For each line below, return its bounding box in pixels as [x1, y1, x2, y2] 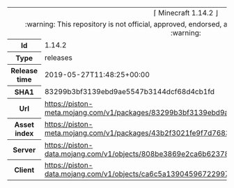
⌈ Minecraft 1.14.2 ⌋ [153, 8, 218, 17]
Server [13, 145, 36, 155]
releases [44, 53, 73, 62]
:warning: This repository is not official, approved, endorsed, [24, 19, 222, 29]
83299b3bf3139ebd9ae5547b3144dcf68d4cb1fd [44, 87, 214, 96]
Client [13, 165, 35, 175]
